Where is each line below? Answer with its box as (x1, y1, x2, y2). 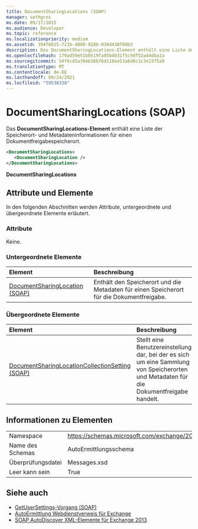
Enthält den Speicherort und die (93, 278, 181, 286)
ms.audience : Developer (6, 25, 65, 31)
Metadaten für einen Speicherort (93, 285, 184, 293)
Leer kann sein (9, 468, 50, 476)
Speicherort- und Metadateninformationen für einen (6, 131, 133, 138)
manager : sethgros (6, 14, 51, 20)
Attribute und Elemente (6, 187, 93, 198)
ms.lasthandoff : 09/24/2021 (6, 74, 75, 80)
